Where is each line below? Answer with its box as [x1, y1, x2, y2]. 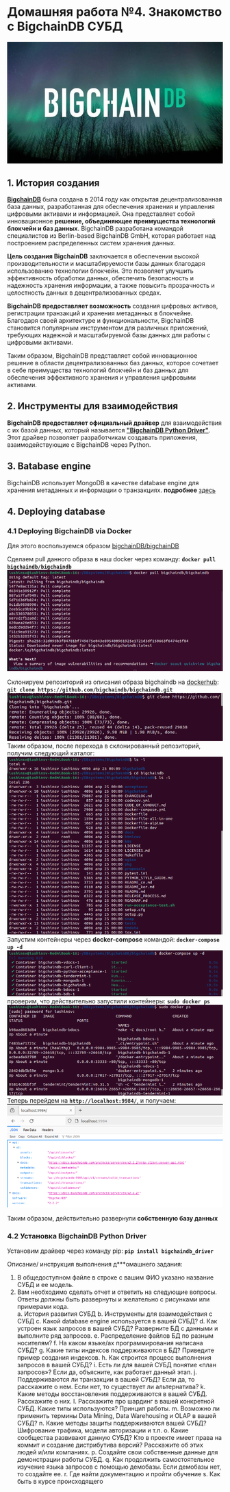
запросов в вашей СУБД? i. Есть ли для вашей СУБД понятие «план [16, 1361, 217, 1369]
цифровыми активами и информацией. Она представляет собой [7, 210, 195, 218]
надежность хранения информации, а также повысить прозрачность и [7, 282, 215, 290]
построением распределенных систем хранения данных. [7, 239, 176, 247]
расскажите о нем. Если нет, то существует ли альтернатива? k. [16, 1382, 206, 1391]
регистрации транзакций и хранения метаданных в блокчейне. [7, 309, 193, 317]
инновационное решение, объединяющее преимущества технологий [7, 217, 216, 225]
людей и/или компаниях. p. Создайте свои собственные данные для [16, 1448, 218, 1456]
